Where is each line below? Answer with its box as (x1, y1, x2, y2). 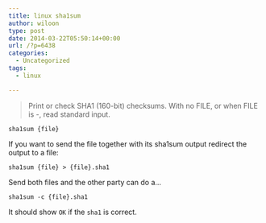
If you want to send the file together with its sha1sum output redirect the (8, 138, 247, 149)
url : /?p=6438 (8, 42, 56, 50)
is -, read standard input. (27, 109, 110, 119)
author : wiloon (8, 19, 60, 27)
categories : (8, 49, 48, 57)
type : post (8, 27, 45, 35)
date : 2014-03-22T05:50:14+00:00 (8, 34, 121, 43)
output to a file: (8, 147, 59, 157)
